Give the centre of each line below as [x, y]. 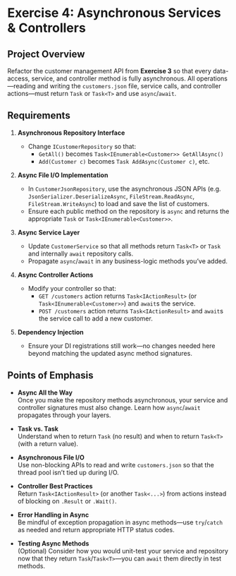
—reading [22, 86]
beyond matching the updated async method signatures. [110, 353]
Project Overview [46, 54]
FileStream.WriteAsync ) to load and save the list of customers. [119, 203]
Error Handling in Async [53, 515]
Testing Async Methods [53, 543]
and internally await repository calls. [81, 253]
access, [19, 78]
